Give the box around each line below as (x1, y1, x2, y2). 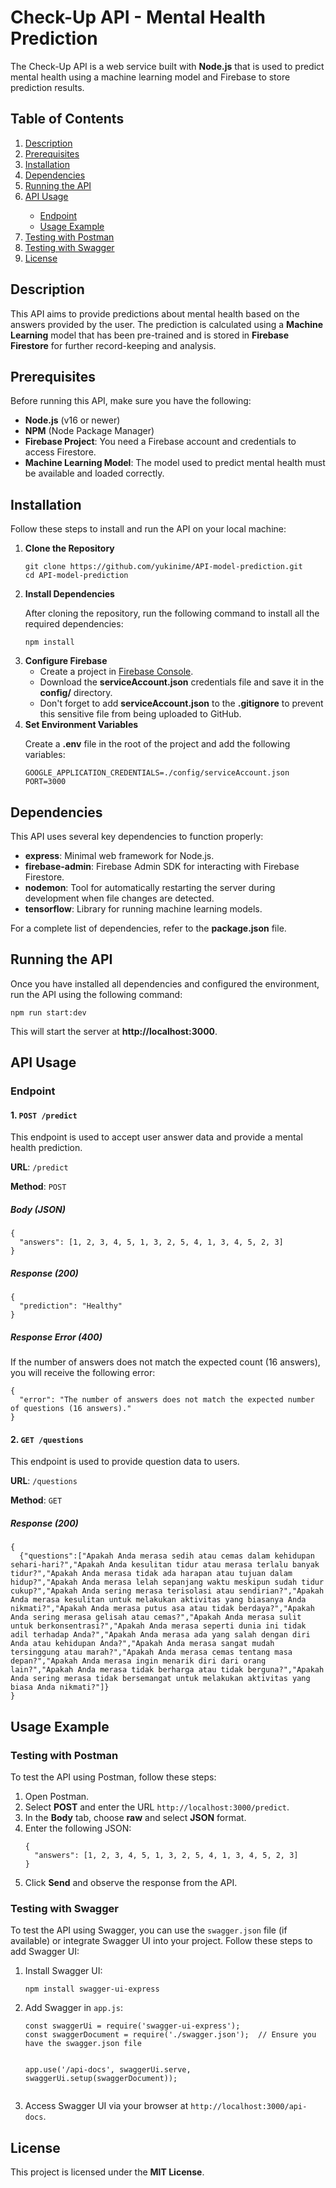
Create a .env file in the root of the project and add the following (24, 738, 291, 750)
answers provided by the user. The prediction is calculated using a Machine (10, 318, 324, 330)
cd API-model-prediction (24, 571, 129, 581)
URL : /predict (10, 1161, 69, 1173)
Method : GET (10, 1494, 63, 1506)
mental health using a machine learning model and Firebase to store (10, 71, 291, 83)
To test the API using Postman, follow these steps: (10, 1771, 217, 1783)
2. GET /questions (10, 1433, 84, 1445)
